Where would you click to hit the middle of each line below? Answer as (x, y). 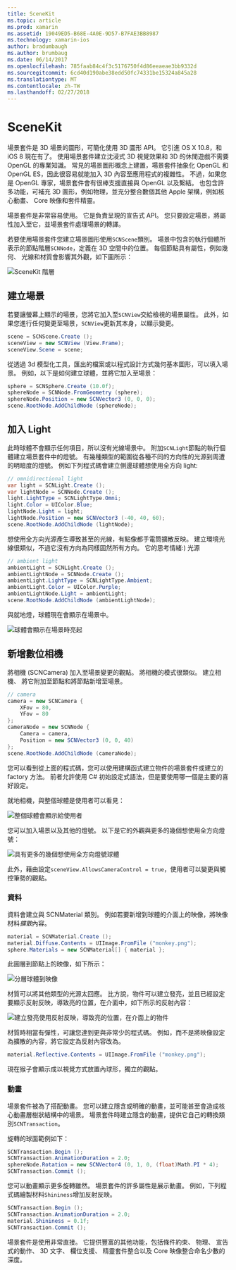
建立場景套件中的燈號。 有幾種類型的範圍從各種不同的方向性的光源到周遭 (119, 456)
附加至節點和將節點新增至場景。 (80, 681)
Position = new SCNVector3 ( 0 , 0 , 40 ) (77, 740)
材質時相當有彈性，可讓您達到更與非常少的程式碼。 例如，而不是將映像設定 (116, 1033)
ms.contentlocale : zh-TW (44, 86)
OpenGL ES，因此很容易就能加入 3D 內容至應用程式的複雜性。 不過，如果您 (117, 174)
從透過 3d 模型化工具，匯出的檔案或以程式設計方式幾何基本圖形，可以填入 (115, 364)
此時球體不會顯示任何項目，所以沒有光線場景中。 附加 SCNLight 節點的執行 (113, 447)
